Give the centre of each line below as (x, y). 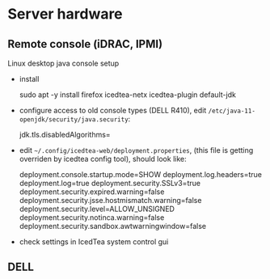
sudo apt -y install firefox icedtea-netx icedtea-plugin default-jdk (127, 95)
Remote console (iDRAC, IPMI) (85, 44)
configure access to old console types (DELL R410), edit (113, 110)
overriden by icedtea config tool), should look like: (103, 159)
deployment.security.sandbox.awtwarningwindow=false (113, 226)
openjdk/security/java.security (74, 120)
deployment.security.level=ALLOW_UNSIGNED (97, 209)
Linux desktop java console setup (63, 63)
